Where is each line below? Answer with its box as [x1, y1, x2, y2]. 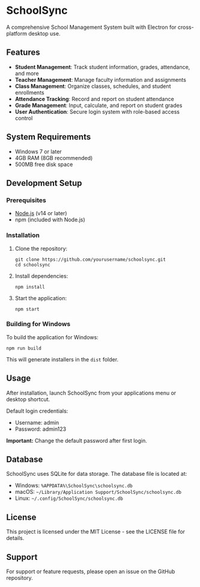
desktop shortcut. [6, 395, 50, 403]
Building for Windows [6, 320, 71, 328]
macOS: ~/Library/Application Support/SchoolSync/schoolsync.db [14, 488, 182, 496]
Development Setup [6, 178, 82, 188]
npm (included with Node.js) [14, 216, 85, 223]
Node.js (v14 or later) [14, 210, 67, 217]
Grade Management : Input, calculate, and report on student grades [14, 102, 183, 109]
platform [6, 29, 27, 37]
